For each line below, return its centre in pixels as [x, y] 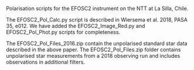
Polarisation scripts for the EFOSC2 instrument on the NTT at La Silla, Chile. [97, 8]
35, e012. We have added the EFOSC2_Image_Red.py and [76, 26]
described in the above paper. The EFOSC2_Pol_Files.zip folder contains [93, 50]
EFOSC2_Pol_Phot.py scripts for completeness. [63, 32]
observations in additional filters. [45, 62]
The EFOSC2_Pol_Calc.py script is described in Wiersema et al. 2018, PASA [97, 20]
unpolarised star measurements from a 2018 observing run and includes [93, 56]
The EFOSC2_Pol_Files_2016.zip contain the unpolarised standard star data [97, 43]
